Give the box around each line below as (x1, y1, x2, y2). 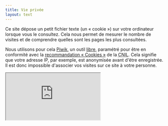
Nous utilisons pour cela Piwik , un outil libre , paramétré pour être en (5, 46, 146, 52)
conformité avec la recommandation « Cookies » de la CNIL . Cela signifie (5, 51, 157, 58)
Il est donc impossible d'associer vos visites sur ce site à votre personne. (5, 62, 157, 68)
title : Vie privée (5, 7, 44, 13)
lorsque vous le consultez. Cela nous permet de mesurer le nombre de (5, 31, 151, 37)
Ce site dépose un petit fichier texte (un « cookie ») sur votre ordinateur (5, 26, 154, 32)
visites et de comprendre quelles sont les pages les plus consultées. (5, 36, 147, 43)
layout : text (5, 12, 33, 17)
